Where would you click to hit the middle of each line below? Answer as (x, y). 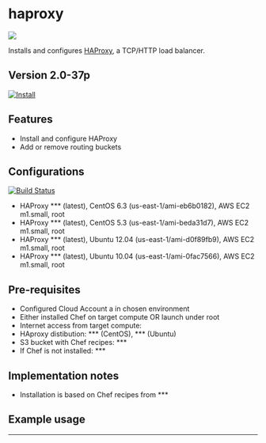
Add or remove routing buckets (70, 146)
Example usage (47, 420)
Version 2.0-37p (49, 76)
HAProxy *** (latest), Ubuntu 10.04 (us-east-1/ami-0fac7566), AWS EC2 (137, 256)
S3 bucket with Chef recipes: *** (73, 343)
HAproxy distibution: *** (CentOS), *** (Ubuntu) (98, 334)
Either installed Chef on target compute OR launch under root (120, 317)
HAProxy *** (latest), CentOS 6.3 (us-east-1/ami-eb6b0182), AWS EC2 (135, 206)
